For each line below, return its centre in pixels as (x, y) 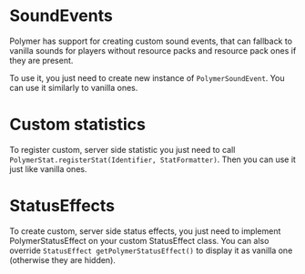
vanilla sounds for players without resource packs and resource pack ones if (153, 50)
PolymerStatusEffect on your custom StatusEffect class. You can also (139, 240)
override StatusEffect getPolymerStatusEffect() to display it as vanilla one (151, 250)
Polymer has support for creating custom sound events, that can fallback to (151, 41)
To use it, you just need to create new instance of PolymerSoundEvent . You (147, 77)
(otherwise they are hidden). (63, 259)
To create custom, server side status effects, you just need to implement (145, 231)
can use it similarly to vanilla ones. (74, 87)
